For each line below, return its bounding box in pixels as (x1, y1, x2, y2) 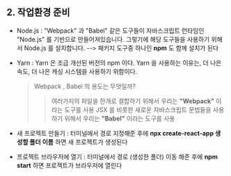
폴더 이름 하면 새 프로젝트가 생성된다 (29, 138, 128, 146)
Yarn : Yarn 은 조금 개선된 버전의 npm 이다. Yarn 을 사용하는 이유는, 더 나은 (16, 58, 222, 67)
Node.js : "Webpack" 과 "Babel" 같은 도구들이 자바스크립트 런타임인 (16, 26, 205, 35)
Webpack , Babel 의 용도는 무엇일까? (33, 82, 136, 90)
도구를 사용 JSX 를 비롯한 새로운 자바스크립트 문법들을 (64, 105, 212, 113)
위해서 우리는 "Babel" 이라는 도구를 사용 (64, 114, 175, 122)
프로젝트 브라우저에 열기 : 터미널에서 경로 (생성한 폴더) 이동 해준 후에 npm (16, 152, 218, 161)
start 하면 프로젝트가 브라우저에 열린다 (16, 161, 122, 169)
